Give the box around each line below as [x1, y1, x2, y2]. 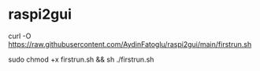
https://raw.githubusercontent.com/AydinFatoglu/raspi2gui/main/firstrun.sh [8, 39, 252, 48]
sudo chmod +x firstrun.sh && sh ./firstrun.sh [8, 55, 154, 64]
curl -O [8, 31, 32, 41]
